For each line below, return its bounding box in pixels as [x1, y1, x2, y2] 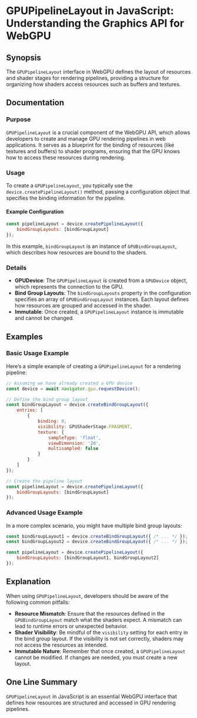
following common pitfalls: [6, 598, 70, 605]
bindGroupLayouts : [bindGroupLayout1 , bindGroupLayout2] [16, 555, 159, 561]
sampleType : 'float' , [48, 435, 101, 441]
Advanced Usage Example [6, 508, 84, 517]
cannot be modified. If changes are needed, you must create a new [14, 654, 178, 661]
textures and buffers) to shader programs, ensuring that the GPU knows [6, 147, 181, 154]
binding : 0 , [37, 418, 67, 425]
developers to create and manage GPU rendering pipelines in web [6, 135, 166, 142]
